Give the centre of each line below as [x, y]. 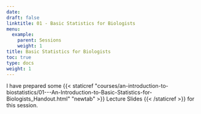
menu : [13, 29]
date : [13, 12]
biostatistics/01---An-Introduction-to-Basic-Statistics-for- [79, 93]
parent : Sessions [40, 40]
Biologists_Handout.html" [38, 99]
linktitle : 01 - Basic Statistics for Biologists [71, 23]
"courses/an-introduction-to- [131, 86]
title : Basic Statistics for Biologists [59, 52]
